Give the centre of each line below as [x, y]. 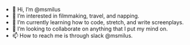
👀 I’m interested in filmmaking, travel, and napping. [76, 16]
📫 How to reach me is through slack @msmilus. [72, 36]
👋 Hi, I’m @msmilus [36, 9]
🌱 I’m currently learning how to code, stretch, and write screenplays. [98, 22]
